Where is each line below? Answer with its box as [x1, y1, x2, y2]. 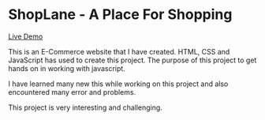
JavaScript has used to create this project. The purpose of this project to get [8, 55, 257, 65]
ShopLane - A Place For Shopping [8, 6, 233, 24]
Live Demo [8, 32, 43, 41]
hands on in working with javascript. [8, 63, 126, 73]
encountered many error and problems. [8, 87, 136, 96]
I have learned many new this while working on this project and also [8, 79, 229, 88]
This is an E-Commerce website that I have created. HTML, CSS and [8, 47, 230, 56]
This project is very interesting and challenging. [8, 103, 163, 112]
